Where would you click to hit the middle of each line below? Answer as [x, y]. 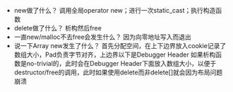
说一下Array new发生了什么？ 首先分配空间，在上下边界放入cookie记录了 [120, 46]
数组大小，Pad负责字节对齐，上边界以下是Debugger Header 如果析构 [115, 54]
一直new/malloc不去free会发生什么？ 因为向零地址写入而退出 [103, 37]
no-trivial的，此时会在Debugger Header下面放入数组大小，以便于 [121, 63]
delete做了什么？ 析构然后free [58, 28]
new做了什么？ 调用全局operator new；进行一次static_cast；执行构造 [115, 10]
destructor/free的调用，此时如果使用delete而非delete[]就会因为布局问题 [118, 72]
